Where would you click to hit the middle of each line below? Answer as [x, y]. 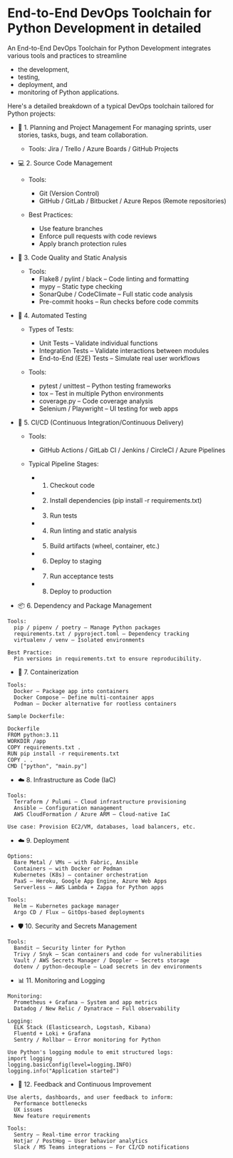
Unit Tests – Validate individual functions [98, 343]
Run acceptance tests [82, 576]
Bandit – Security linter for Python [70, 948]
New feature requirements [52, 1116]
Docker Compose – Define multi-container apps [84, 697]
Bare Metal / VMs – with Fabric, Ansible [76, 862]
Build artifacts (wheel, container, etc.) [105, 545]
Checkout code [72, 485]
